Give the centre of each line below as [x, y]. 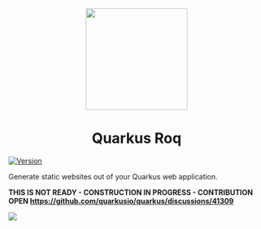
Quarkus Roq [137, 138]
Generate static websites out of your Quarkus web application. [113, 176]
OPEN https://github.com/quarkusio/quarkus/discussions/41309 [121, 201]
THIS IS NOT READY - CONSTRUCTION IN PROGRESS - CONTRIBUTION [131, 192]
